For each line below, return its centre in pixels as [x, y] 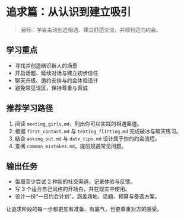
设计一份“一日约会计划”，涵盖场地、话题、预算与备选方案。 [87, 197]
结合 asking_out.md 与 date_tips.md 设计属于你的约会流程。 [87, 138]
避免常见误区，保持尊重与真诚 [51, 88]
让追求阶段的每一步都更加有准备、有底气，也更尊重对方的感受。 [84, 209]
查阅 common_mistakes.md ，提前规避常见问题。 [71, 146]
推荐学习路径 [30, 108]
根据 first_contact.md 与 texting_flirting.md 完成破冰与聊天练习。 [98, 131]
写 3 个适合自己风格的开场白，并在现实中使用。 [72, 189]
